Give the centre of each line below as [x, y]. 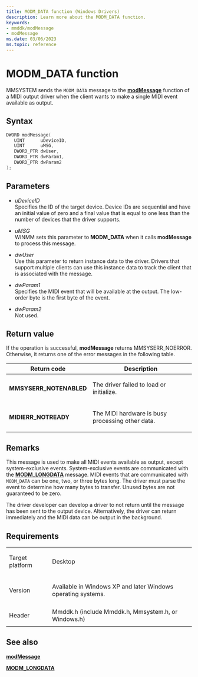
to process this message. [45, 243]
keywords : [18, 22]
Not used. [27, 315]
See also [22, 642]
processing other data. [124, 421]
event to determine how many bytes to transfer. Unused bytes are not [90, 487]
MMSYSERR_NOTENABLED [48, 389]
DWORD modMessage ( [29, 135]
